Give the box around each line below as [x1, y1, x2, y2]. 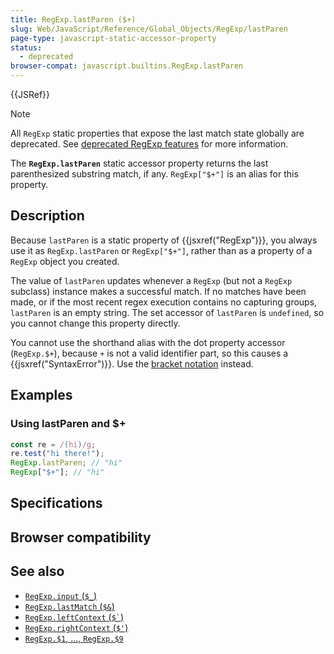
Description [10, 207, 85, 225]
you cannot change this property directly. [10, 317, 181, 329]
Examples [10, 387, 73, 404]
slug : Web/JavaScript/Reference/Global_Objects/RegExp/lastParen [10, 24, 288, 34]
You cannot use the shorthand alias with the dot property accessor [10, 336, 286, 348]
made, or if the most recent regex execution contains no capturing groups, [10, 296, 318, 308]
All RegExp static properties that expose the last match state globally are [10, 127, 305, 139]
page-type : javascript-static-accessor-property [10, 33, 217, 43]
